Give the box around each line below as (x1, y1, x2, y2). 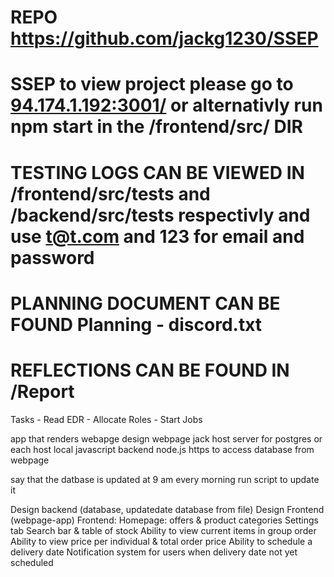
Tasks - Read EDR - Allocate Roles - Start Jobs (10, 413, 203, 425)
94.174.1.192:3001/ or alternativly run (10, 94, 323, 117)
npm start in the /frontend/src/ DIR (10, 116, 303, 138)
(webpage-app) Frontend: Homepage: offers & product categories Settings (10, 514, 319, 526)
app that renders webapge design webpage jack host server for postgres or (10, 432, 323, 445)
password (10, 246, 95, 269)
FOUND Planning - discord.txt (10, 313, 263, 336)
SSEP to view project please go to (10, 73, 294, 96)
